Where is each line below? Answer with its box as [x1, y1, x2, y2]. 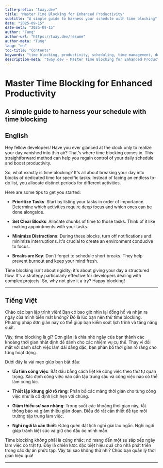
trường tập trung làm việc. [12, 413, 64, 419]
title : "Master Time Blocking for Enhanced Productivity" [5, 12, 125, 17]
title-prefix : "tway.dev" [5, 7, 57, 12]
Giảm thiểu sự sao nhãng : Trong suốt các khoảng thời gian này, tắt [12, 403, 147, 409]
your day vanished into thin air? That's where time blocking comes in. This [5, 149, 154, 156]
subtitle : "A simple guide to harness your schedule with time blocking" [5, 16, 158, 21]
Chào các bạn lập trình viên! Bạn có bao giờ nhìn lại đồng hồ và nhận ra [5, 309, 148, 315]
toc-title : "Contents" [5, 48, 51, 53]
